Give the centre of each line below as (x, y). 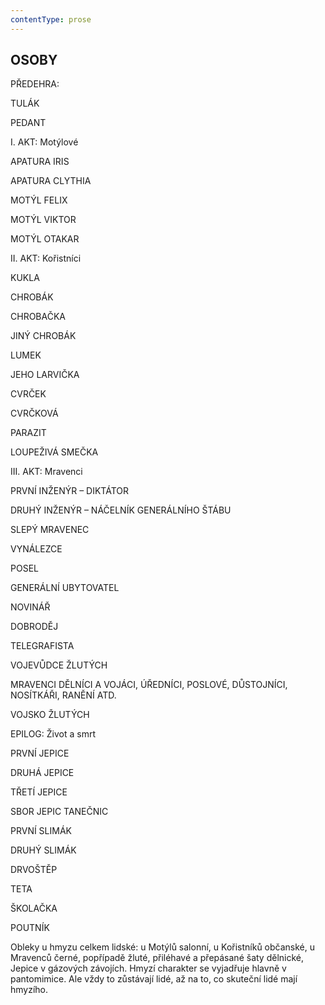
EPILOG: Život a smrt (53, 734)
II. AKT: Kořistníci (46, 258)
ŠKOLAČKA (34, 908)
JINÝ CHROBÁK (43, 336)
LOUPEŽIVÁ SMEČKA (54, 452)
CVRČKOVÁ (34, 413)
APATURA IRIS (40, 162)
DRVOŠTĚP (34, 870)
